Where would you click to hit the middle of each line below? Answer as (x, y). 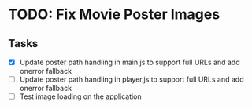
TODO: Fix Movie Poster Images (114, 15)
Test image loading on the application (80, 96)
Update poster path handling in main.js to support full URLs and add (130, 62)
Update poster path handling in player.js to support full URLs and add (132, 79)
